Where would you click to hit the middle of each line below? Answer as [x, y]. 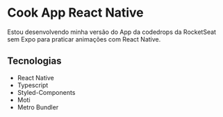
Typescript [33, 85]
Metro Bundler [38, 107]
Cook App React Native [75, 13]
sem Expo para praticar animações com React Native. [84, 39]
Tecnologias [34, 61]
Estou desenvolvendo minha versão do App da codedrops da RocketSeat [112, 32]
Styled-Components [46, 92]
